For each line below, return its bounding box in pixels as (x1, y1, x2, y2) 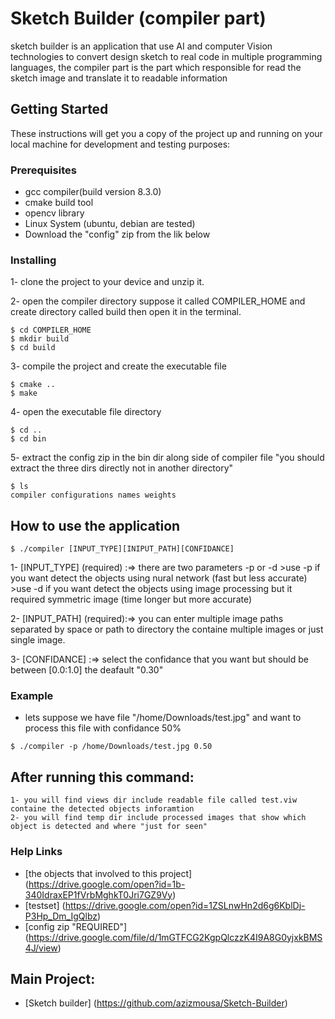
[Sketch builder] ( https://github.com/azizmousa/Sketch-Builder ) (24, 997, 288, 1009)
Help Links (10, 845, 63, 859)
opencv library (24, 207, 85, 219)
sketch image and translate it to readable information (10, 72, 228, 84)
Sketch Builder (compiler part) (10, 7, 267, 30)
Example (10, 689, 54, 703)
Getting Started (10, 101, 109, 118)
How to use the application (10, 517, 181, 534)
